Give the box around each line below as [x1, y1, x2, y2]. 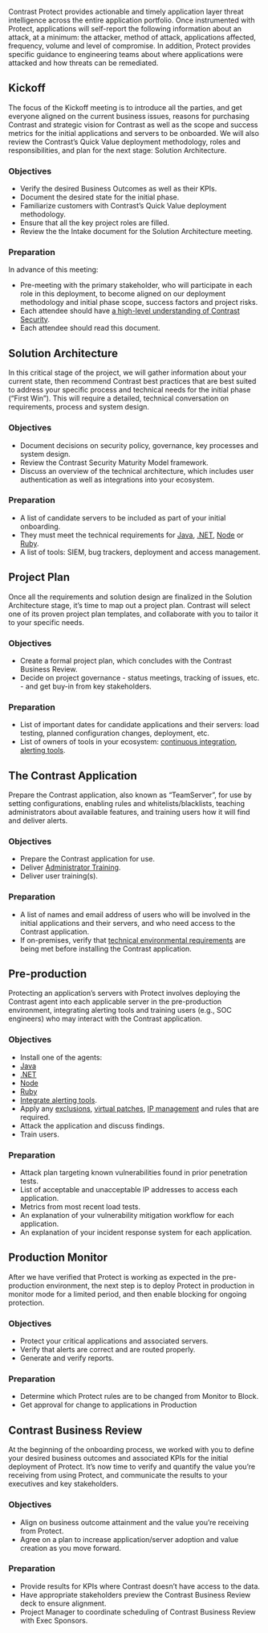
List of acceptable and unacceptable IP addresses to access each [19, 1185, 238, 1195]
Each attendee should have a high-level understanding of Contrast [19, 306, 241, 316]
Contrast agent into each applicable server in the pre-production [8, 997, 222, 1006]
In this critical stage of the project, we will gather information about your [8, 368, 247, 377]
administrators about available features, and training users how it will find [8, 808, 250, 817]
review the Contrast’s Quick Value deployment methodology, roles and [8, 137, 241, 146]
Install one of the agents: [19, 1052, 103, 1062]
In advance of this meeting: [8, 265, 99, 274]
